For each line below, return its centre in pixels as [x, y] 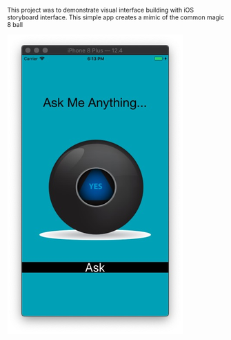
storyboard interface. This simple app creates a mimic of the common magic [116, 17]
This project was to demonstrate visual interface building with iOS [101, 10]
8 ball [15, 25]
